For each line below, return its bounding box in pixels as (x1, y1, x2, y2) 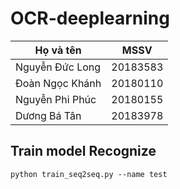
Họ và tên (34, 43, 82, 57)
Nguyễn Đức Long (15, 60, 102, 74)
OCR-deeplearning (10, 7, 170, 30)
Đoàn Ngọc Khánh (15, 76, 102, 90)
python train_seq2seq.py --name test (10, 169, 168, 179)
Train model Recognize (10, 143, 157, 160)
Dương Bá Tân (15, 108, 82, 122)
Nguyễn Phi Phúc (15, 92, 97, 106)
